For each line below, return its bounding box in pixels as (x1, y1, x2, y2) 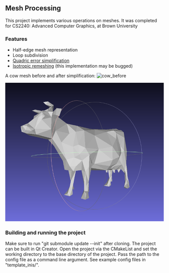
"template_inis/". (5, 262, 39, 268)
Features (5, 35, 28, 42)
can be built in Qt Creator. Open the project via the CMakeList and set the (5, 246, 157, 252)
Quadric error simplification (12, 58, 69, 64)
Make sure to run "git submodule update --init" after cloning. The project (5, 240, 156, 246)
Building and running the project (5, 229, 86, 236)
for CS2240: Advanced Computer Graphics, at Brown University (5, 23, 138, 29)
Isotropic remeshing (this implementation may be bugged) (12, 63, 133, 69)
